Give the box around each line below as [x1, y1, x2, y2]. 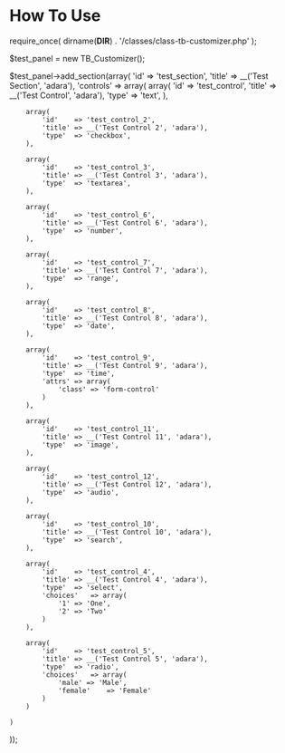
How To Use [9, 5, 101, 26]
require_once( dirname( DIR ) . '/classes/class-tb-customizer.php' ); [9, 35, 258, 46]
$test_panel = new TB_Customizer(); [9, 53, 146, 63]
